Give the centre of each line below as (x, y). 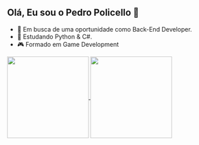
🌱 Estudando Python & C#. (55, 36)
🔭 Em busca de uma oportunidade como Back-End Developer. (104, 29)
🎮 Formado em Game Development (68, 44)
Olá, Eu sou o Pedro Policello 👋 (73, 13)
